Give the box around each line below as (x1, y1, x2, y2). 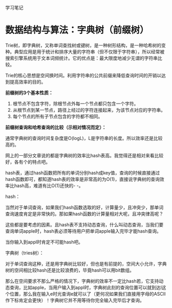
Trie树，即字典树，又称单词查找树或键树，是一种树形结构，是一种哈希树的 (5, 42, 162, 48)
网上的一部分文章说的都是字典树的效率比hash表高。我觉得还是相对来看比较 (5, 152, 164, 158)
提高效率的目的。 (9, 78, 46, 85)
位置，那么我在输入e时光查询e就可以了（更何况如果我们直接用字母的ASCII (9, 291, 166, 297)
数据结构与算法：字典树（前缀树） (5, 25, 149, 36)
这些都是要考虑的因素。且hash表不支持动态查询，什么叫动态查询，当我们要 (5, 221, 164, 228)
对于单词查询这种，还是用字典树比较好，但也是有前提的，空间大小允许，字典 (5, 260, 167, 266)
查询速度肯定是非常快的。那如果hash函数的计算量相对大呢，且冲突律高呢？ (5, 211, 164, 217)
